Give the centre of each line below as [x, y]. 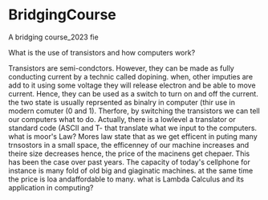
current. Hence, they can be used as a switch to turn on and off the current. [133, 93]
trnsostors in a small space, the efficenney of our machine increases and [129, 145]
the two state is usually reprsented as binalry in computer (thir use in [122, 102]
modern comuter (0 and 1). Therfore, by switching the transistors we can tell [134, 111]
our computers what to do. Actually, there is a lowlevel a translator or [122, 119]
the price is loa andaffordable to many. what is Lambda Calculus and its [126, 179]
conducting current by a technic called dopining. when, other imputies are [131, 76]
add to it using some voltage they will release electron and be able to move [132, 85]
